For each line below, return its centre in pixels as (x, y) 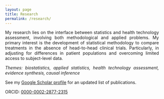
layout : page (18, 10)
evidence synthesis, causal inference (42, 73)
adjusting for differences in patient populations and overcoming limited (82, 53)
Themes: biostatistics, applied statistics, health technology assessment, (82, 68)
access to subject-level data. (34, 59)
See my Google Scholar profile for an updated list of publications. (71, 82)
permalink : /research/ (28, 19)
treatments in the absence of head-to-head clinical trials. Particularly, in (82, 48)
